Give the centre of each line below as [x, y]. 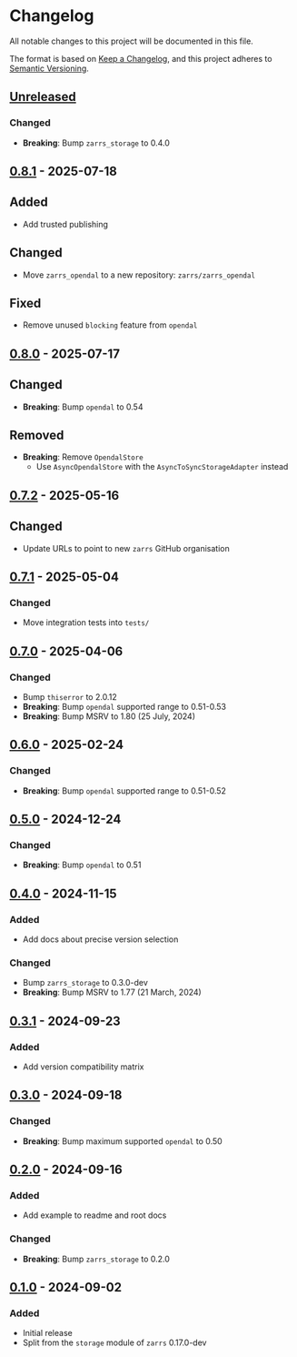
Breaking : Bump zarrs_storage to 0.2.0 [96, 1259]
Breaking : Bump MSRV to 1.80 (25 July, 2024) [109, 716]
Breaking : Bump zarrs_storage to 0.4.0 [96, 143]
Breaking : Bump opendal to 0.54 [83, 407]
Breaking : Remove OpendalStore [83, 457]
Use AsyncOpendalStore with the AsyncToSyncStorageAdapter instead [162, 467]
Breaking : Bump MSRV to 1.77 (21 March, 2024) [112, 992]
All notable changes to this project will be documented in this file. [132, 41]
